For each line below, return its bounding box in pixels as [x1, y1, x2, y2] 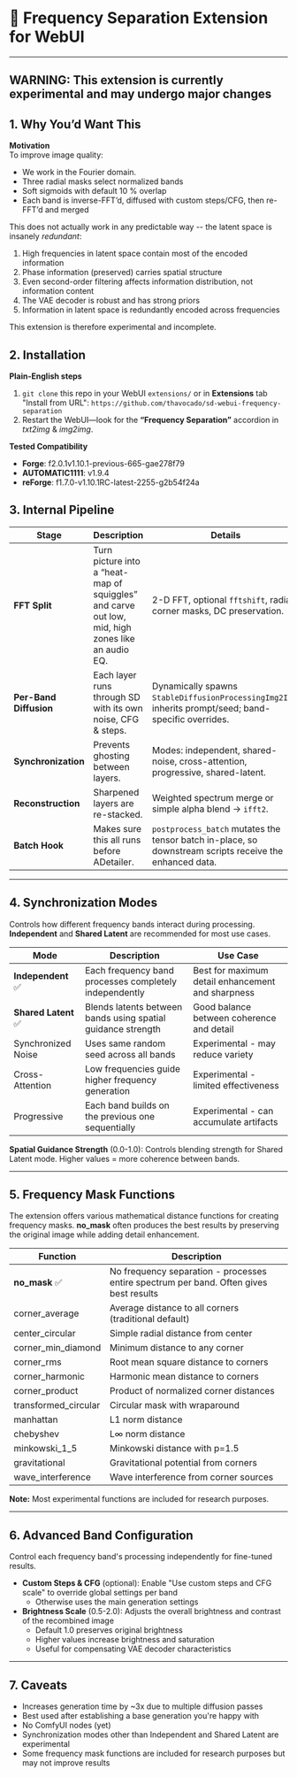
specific [151, 712, 186, 725]
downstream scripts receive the [151, 844, 284, 857]
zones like [93, 632, 135, 644]
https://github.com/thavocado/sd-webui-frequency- [91, 398, 281, 408]
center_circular [13, 1327, 76, 1340]
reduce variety [193, 1048, 254, 1060]
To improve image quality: [9, 150, 103, 160]
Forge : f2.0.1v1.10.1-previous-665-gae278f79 [21, 458, 186, 468]
